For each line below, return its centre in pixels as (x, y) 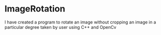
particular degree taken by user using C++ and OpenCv (60, 27)
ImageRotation (35, 9)
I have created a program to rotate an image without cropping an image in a (80, 22)
